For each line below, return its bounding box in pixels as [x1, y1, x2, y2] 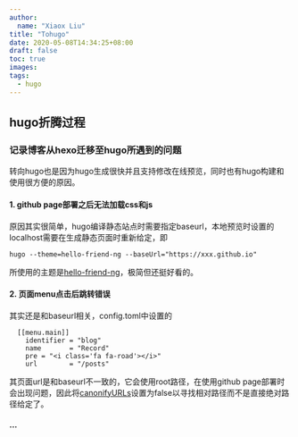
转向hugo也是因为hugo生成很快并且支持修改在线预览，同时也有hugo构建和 [9, 166, 285, 177]
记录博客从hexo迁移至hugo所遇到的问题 [9, 144, 182, 156]
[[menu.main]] [17, 328, 70, 337]
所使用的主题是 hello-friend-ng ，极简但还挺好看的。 [9, 266, 199, 277]
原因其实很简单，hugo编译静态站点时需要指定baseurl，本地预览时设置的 [9, 221, 275, 231]
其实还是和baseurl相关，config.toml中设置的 [9, 310, 172, 321]
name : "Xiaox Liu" [17, 21, 87, 30]
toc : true [9, 55, 46, 63]
